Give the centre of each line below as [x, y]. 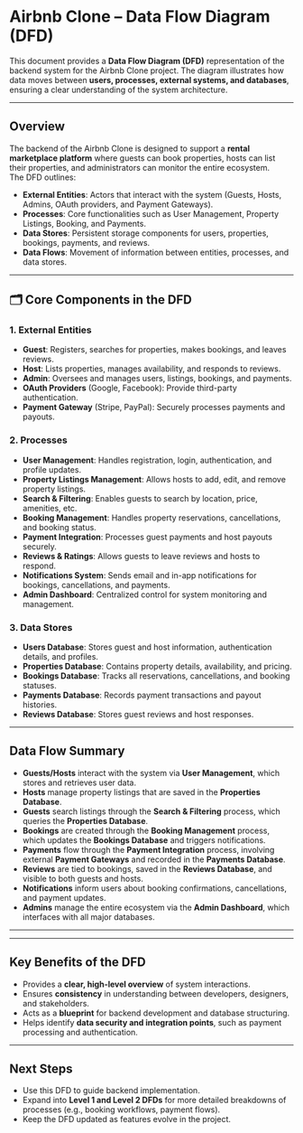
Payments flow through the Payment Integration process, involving [148, 849]
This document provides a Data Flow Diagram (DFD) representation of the [147, 61]
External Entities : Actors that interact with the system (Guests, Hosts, [152, 194]
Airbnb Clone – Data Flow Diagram [140, 17]
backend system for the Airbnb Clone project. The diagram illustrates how [147, 70]
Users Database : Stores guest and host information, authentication [147, 647]
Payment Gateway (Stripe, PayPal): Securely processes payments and [154, 407]
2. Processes [38, 440]
